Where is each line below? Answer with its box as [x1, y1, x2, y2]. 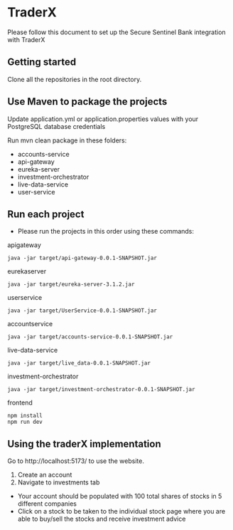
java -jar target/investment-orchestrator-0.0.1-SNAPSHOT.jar [7, 386, 195, 393]
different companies [17, 499, 77, 508]
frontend [7, 398, 33, 407]
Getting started [7, 56, 77, 68]
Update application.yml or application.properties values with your [7, 115, 199, 123]
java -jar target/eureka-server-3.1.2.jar [7, 281, 135, 289]
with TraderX [7, 35, 45, 43]
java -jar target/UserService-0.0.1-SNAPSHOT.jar [7, 307, 158, 314]
